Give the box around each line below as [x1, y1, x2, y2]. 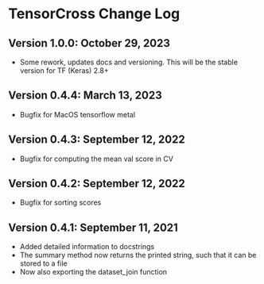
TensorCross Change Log [8, 5, 181, 23]
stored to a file [19, 259, 68, 268]
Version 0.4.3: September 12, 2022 [8, 132, 185, 147]
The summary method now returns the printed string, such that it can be [19, 251, 257, 260]
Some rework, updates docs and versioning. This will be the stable [19, 57, 239, 67]
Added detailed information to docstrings [19, 242, 155, 251]
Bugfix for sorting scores [19, 198, 102, 207]
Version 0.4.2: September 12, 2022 [8, 177, 185, 190]
